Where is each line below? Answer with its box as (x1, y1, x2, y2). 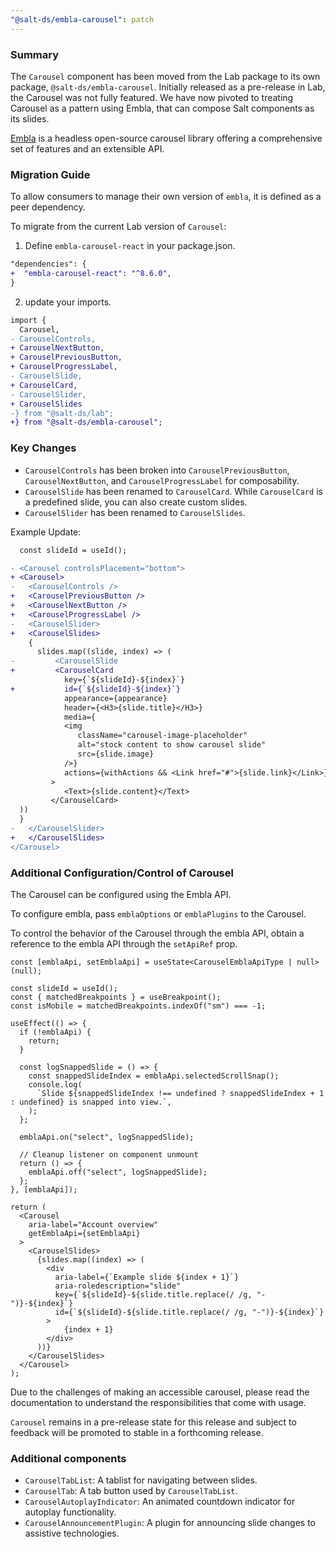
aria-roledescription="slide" (54, 1281, 182, 1291)
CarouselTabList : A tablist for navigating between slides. (24, 1474, 258, 1486)
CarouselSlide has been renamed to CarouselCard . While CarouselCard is (24, 485, 323, 497)
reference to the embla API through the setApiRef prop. (10, 937, 238, 950)
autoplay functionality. (24, 1506, 117, 1518)
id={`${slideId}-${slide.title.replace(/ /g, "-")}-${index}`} (54, 1307, 325, 1317)
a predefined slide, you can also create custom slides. (24, 496, 248, 508)
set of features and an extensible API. (10, 142, 165, 155)
